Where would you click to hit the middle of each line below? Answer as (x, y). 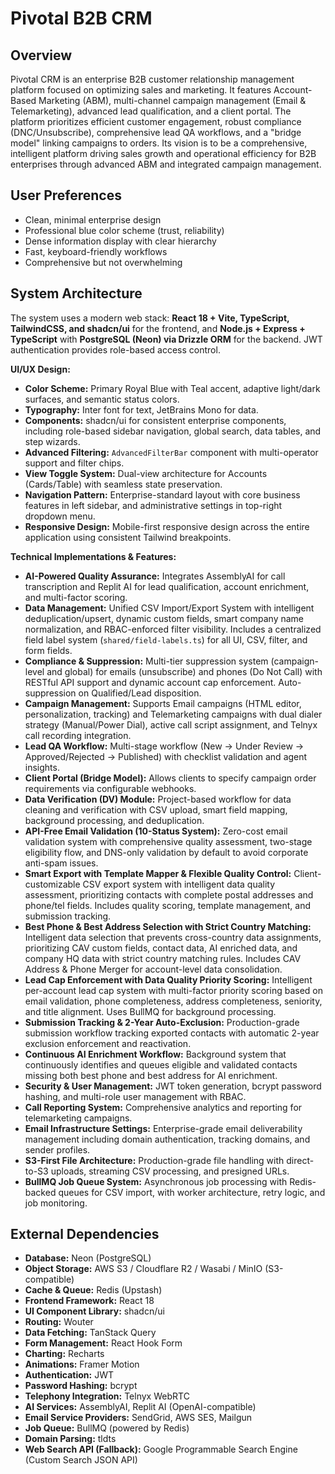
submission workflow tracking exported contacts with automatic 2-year (172, 1033)
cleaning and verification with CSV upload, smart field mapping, (156, 809)
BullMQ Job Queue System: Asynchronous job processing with (156, 1181)
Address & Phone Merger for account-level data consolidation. (153, 969)
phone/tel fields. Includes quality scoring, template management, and (168, 905)
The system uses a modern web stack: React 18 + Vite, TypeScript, (150, 318)
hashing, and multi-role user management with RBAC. (135, 1096)
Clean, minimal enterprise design (93, 219)
